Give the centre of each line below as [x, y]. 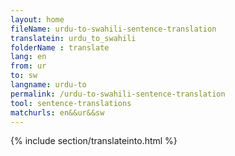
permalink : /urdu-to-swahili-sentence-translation [118, 94]
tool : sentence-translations [71, 103]
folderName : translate [60, 47]
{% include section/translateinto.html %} [94, 141]
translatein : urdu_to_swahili [73, 38]
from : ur [28, 66]
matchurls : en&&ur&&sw [57, 112]
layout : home [37, 19]
